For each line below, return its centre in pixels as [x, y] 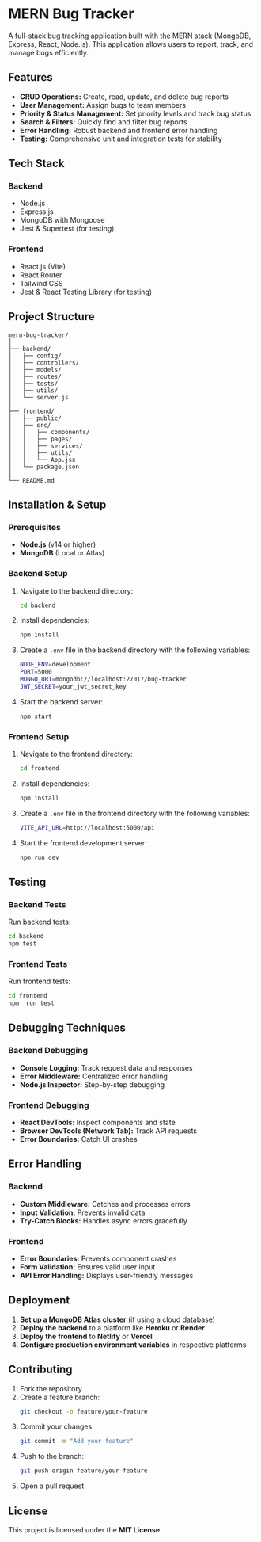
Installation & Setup [57, 504]
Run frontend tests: [40, 981]
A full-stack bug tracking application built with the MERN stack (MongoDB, [130, 36]
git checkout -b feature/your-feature [83, 1411]
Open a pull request [52, 1486]
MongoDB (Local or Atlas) [62, 553]
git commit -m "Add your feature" [76, 1441]
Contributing [40, 1370]
